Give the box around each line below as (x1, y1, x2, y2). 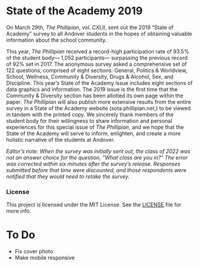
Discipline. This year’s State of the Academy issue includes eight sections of (6, 79, 193, 87)
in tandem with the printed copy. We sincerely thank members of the (6, 111, 174, 118)
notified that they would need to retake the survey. (6, 173, 130, 180)
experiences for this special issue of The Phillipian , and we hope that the (6, 123, 184, 131)
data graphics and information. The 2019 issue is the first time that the (6, 85, 178, 93)
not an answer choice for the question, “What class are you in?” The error (6, 154, 188, 161)
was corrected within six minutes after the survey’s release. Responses (6, 160, 181, 167)
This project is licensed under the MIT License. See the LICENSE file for (6, 201, 182, 208)
